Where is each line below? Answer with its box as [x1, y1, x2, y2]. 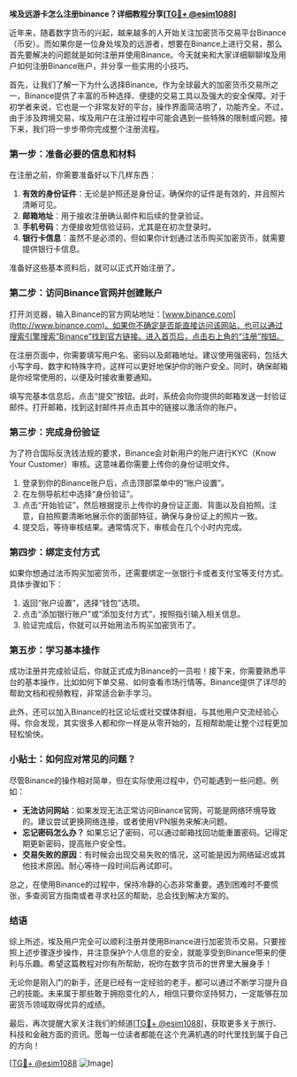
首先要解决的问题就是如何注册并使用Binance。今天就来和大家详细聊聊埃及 [9, 50, 279, 60]
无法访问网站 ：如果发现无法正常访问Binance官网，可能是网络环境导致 [21, 804, 277, 815]
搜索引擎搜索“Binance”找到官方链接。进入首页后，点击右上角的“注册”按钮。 [9, 331, 285, 342]
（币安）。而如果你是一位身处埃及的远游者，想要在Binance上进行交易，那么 [9, 39, 283, 49]
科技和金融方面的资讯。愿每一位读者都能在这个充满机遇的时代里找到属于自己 [9, 1029, 288, 1040]
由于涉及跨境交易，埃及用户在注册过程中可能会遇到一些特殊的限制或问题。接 [9, 112, 288, 123]
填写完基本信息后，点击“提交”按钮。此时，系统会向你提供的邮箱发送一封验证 [9, 390, 287, 401]
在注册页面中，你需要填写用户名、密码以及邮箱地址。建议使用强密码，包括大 [9, 350, 288, 360]
